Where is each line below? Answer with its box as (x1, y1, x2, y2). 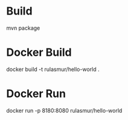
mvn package (6, 24, 40, 32)
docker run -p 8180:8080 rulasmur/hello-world (6, 107, 123, 114)
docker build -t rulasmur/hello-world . (6, 65, 100, 73)
